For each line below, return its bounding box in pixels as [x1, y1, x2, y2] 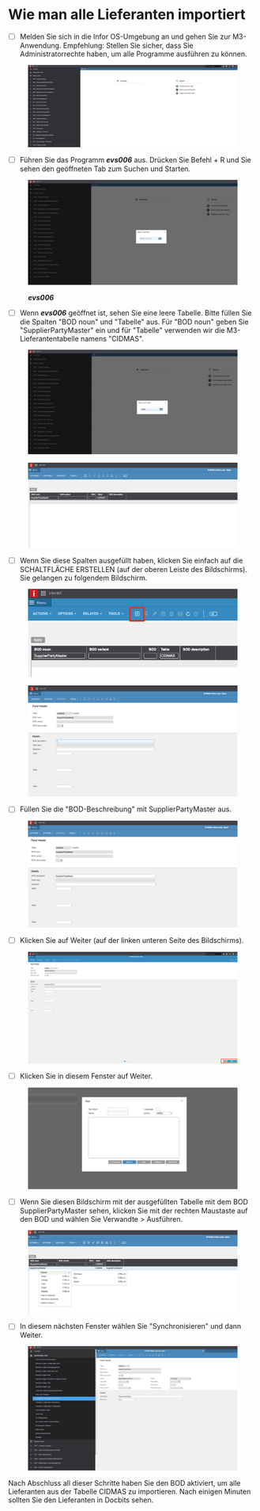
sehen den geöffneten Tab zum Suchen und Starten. [19, 164, 191, 174]
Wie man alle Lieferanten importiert [8, 6, 246, 24]
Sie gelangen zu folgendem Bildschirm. [19, 573, 148, 582]
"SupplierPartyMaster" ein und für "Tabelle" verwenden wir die [19, 325, 225, 334]
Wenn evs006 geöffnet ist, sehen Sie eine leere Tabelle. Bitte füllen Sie [19, 307, 252, 318]
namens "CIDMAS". [80, 334, 145, 343]
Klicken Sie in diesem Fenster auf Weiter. [19, 1071, 153, 1081]
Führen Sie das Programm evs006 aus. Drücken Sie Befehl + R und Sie [19, 155, 251, 164]
